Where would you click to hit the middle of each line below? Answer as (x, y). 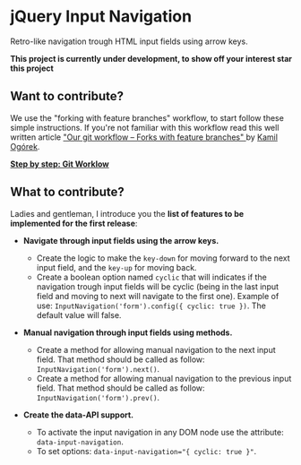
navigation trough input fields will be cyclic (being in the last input (158, 286)
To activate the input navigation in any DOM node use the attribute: (160, 432)
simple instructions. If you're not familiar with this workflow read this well (145, 127)
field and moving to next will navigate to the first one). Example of (158, 296)
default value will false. (79, 314)
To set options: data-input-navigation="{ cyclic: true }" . (146, 451)
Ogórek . (25, 146)
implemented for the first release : (74, 223)
